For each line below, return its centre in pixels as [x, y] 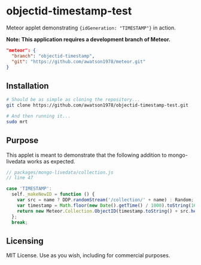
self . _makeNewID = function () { [53, 194]
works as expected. [51, 161]
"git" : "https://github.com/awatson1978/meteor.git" [79, 61]
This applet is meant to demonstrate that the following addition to [86, 155]
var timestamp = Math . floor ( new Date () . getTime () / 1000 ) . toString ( [104, 206]
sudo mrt [17, 121]
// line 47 [20, 178]
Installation [28, 86]
